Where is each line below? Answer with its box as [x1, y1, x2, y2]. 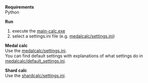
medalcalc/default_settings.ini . [5, 58, 66, 64]
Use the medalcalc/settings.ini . [5, 48, 67, 53]
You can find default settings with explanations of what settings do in [5, 53, 143, 59]
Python [5, 9, 19, 15]
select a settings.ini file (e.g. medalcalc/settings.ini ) [12, 33, 115, 39]
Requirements [5, 4, 34, 10]
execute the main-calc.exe [12, 28, 66, 33]
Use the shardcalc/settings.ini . [5, 73, 66, 78]
